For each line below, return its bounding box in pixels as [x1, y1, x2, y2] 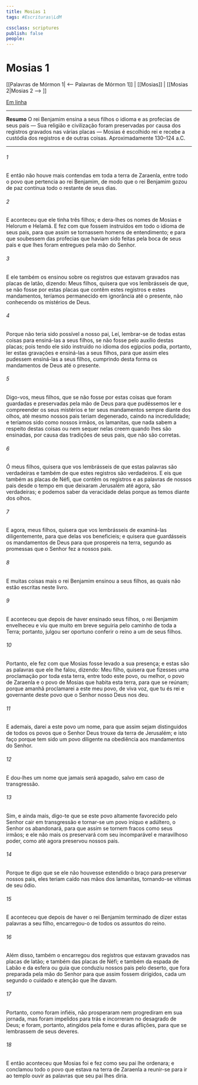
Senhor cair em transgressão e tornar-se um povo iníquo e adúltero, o [6, 818, 176, 825]
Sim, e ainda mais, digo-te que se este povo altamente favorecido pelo [6, 812, 178, 819]
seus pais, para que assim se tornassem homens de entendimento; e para [6, 229, 186, 236]
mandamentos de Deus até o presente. [6, 361, 101, 369]
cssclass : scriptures [6, 25, 60, 31]
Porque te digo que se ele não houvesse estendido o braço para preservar [6, 869, 187, 876]
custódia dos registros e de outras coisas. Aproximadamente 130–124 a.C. [6, 134, 186, 142]
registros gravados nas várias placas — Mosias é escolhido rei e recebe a [6, 128, 186, 135]
